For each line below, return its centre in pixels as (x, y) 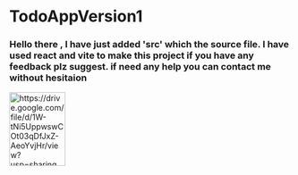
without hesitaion (48, 78)
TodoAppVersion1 (76, 17)
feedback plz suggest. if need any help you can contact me (140, 67)
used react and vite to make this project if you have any (132, 55)
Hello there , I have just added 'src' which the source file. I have (149, 45)
